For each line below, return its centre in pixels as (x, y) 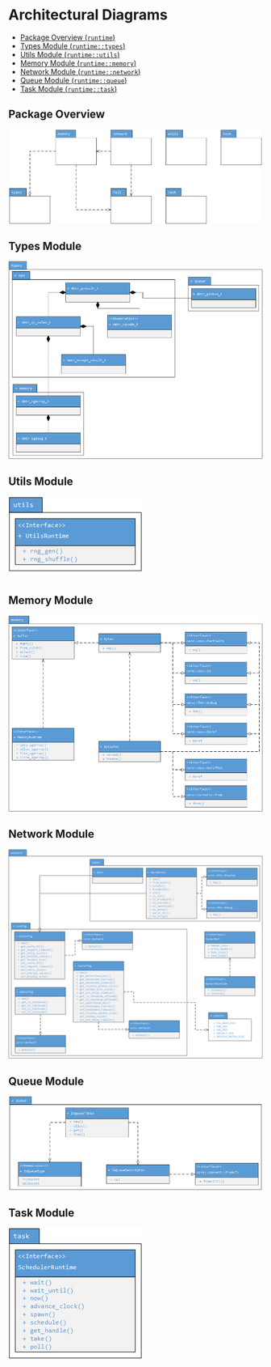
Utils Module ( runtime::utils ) (70, 54)
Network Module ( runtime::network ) (80, 71)
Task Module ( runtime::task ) (69, 89)
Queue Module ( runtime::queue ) (73, 80)
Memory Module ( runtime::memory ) (78, 63)
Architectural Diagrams (88, 15)
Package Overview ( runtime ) (67, 37)
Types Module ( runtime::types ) (73, 45)
